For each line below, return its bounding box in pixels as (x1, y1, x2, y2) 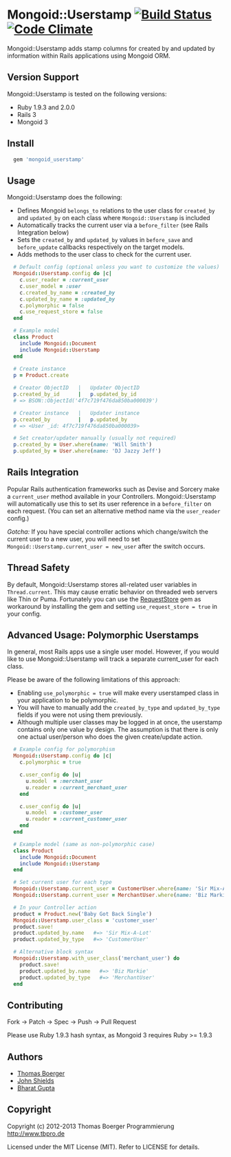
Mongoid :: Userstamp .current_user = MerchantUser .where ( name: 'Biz (13, 891, 208, 899)
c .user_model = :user (19, 283, 81, 290)
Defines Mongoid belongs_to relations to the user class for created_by (16, 206, 215, 215)
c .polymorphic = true (19, 759, 81, 766)
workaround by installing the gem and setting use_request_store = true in (7, 602, 218, 610)
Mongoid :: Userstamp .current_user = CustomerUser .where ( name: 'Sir (13, 885, 208, 892)
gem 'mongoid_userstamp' (13, 155, 85, 163)
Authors (7, 1051, 43, 1063)
